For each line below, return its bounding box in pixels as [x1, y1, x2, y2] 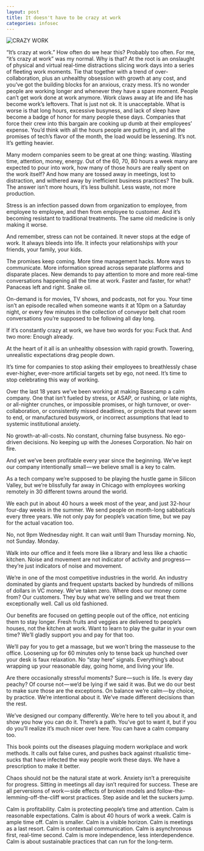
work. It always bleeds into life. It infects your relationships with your [6, 239, 178, 247]
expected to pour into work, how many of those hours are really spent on [6, 164, 189, 171]
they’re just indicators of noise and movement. [6, 562, 123, 570]
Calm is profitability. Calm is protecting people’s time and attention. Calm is [6, 805, 194, 813]
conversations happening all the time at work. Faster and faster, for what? [6, 277, 191, 284]
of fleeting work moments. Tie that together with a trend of [6, 68, 154, 76]
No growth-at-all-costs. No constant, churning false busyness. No [6, 432, 172, 439]
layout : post [6, 9, 40, 15]
